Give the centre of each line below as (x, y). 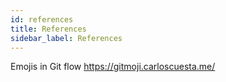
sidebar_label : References (66, 38)
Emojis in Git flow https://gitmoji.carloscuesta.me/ (113, 67)
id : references (42, 19)
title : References (48, 29)
